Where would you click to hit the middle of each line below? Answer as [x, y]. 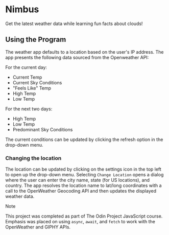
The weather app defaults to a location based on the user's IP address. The [84, 52]
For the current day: [26, 67]
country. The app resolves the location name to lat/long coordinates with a [83, 185]
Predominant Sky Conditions [43, 129]
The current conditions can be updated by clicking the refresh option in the [84, 139]
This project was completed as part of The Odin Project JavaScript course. [84, 216]
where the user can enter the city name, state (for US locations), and [77, 180]
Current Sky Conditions [37, 82]
